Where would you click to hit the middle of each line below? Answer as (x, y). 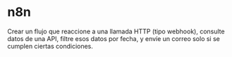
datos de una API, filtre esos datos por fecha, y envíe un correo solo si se (114, 38)
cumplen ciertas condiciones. (50, 46)
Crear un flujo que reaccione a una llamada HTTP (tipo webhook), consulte (116, 31)
